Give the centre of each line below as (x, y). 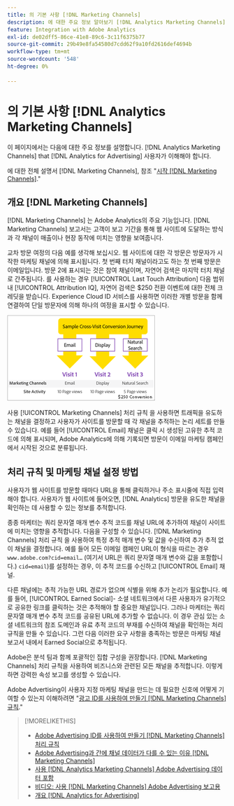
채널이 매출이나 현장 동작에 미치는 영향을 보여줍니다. (93, 238)
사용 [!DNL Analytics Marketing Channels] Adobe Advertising (122, 769)
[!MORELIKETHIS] (50, 721)
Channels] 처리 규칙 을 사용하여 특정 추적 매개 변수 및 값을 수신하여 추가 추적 (112, 540)
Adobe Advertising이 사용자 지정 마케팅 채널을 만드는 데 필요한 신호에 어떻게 (112, 690)
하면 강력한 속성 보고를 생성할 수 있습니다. (64, 674)
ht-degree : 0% (28, 66)
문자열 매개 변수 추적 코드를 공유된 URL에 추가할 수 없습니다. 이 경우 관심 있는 (112, 616)
